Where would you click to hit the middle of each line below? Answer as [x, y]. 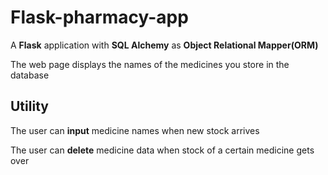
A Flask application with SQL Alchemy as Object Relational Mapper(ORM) [164, 45]
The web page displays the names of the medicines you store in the [150, 64]
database [30, 75]
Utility [29, 106]
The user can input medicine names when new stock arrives [135, 130]
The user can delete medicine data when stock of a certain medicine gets [162, 150]
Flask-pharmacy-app [99, 17]
